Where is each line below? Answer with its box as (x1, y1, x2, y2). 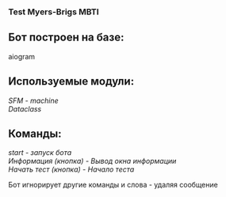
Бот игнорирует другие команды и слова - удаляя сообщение (8, 180, 218, 190)
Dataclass (8, 104, 42, 113)
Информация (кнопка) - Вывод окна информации (8, 157, 177, 166)
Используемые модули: (8, 74, 135, 89)
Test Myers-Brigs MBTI (8, 6, 99, 17)
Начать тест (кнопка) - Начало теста (8, 165, 135, 174)
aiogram (8, 51, 36, 61)
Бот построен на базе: (8, 31, 124, 44)
